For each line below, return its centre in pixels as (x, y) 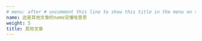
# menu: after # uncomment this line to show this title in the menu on (99, 12)
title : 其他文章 (25, 29)
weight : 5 (19, 23)
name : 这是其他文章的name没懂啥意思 (47, 17)
